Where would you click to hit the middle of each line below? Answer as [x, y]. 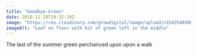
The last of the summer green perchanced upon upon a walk [79, 45]
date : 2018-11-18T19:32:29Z [40, 17]
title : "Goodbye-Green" [35, 11]
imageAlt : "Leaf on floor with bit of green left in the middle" [87, 28]
